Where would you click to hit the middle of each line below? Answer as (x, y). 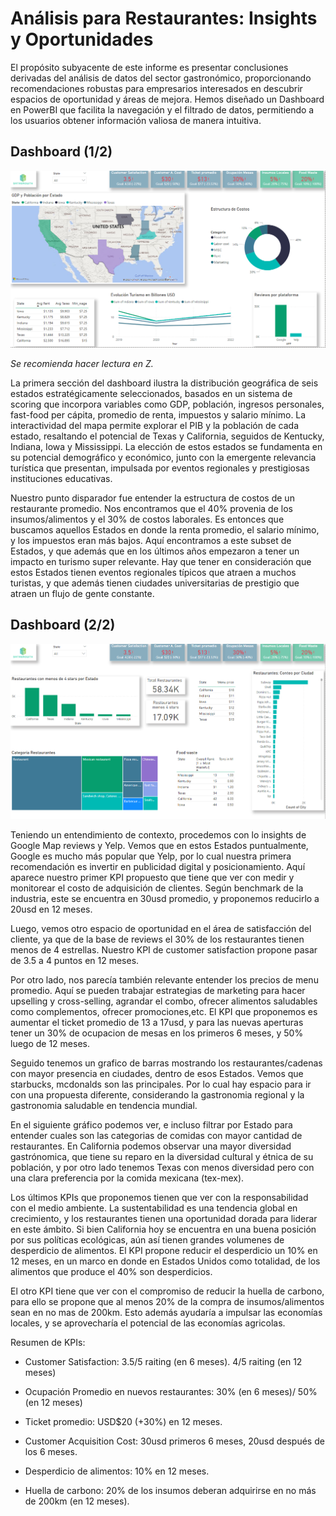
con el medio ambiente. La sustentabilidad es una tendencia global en (154, 1208)
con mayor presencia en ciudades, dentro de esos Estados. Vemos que (157, 1074)
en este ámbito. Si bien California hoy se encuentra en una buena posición (163, 1229)
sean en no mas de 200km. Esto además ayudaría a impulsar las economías (166, 1313)
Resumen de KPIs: (48, 1343)
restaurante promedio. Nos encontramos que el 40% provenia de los (151, 508)
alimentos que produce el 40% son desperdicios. (111, 1272)
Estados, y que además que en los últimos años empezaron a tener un (155, 551)
